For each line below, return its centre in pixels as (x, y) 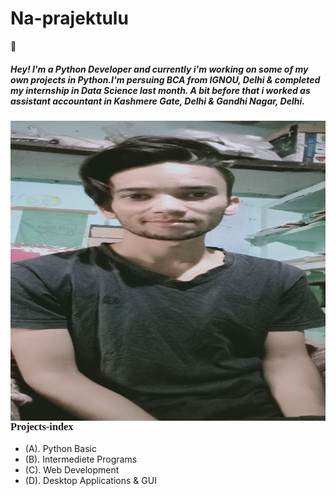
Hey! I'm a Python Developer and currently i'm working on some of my (159, 69)
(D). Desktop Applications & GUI (90, 481)
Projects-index (42, 426)
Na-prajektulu (69, 18)
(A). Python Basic (60, 449)
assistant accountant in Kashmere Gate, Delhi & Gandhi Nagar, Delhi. (157, 101)
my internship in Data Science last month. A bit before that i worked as (160, 90)
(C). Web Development (72, 470)
